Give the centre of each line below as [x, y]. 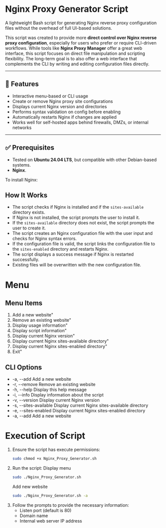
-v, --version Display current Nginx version [56, 400]
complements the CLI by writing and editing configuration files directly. [77, 64]
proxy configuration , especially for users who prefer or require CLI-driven [81, 43]
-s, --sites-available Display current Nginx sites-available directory [80, 405]
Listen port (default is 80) [45, 510]
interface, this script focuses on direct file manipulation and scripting [75, 53]
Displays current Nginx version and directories [60, 106]
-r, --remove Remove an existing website [54, 385]
